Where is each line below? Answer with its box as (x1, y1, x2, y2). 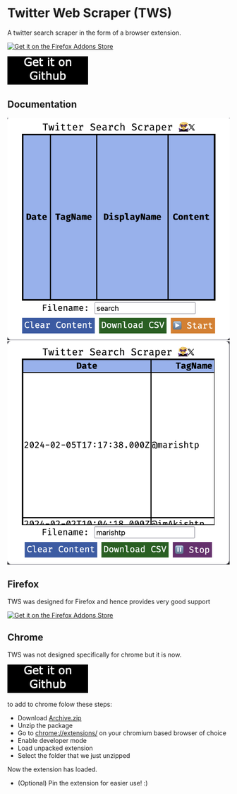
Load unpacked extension (17, 744, 93, 752)
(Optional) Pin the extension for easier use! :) (17, 778, 148, 787)
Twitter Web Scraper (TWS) (7, 5, 173, 21)
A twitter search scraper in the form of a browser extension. (7, 28, 181, 37)
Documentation (7, 98, 78, 110)
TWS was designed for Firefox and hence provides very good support (7, 597, 210, 606)
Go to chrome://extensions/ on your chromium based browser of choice (17, 728, 227, 737)
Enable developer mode (17, 736, 87, 744)
